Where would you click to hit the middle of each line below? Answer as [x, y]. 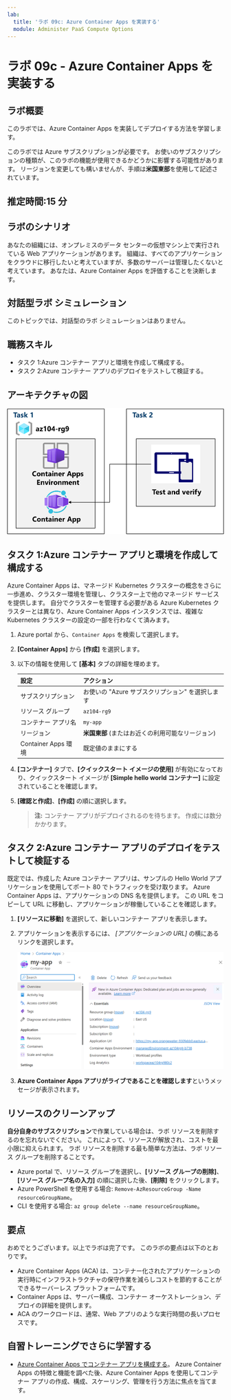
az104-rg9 [97, 711]
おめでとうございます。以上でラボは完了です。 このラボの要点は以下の [107, 1248]
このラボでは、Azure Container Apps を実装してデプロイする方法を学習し [111, 129]
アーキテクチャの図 [47, 395]
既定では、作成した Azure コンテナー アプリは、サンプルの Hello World [108, 879]
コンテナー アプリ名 [48, 722]
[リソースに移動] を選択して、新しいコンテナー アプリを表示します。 [114, 919]
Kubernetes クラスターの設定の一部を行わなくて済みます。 [90, 620]
